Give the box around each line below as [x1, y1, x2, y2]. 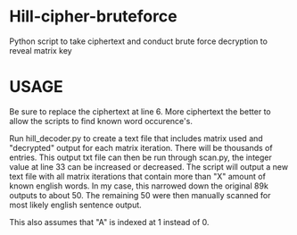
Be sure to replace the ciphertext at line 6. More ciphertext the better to [9, 105, 271, 117]
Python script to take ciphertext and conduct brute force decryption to [9, 36, 268, 46]
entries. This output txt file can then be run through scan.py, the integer [9, 152, 272, 163]
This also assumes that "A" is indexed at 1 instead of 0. [9, 216, 210, 227]
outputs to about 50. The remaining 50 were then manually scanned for [9, 189, 271, 200]
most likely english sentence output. [9, 199, 143, 210]
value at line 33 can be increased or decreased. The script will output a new [9, 161, 288, 172]
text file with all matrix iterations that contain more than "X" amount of [9, 171, 266, 181]
